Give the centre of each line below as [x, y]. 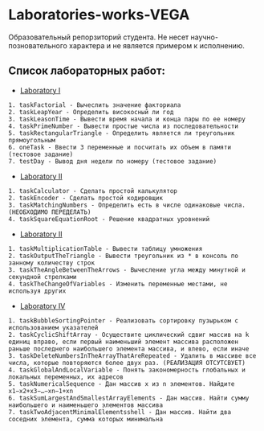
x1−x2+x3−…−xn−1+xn [41, 391]
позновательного [38, 45]
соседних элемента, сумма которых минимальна [85, 419]
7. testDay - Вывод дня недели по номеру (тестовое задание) [113, 161]
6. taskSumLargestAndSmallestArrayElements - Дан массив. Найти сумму [129, 398]
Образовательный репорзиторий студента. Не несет [99, 37]
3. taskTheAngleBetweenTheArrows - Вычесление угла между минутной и [127, 270]
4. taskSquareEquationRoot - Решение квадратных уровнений [109, 219]
